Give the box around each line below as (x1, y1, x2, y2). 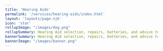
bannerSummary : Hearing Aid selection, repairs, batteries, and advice (5, 34, 153, 39)
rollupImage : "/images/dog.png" (5, 25, 70, 30)
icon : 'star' (5, 20, 32, 26)
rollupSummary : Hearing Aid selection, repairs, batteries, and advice (5, 30, 153, 34)
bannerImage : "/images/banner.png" (5, 39, 77, 44)
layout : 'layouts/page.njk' (5, 16, 62, 21)
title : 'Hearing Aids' (5, 7, 51, 12)
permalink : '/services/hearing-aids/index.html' (5, 12, 105, 17)
